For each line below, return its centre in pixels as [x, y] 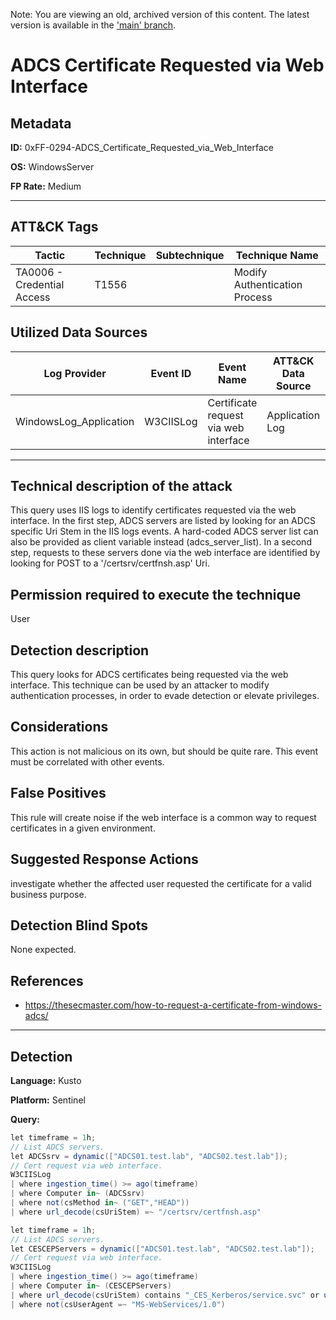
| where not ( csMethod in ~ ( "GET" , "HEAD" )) [100, 1203]
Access [33, 297]
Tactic [50, 255]
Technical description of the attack [121, 486]
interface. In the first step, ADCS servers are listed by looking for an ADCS [163, 521]
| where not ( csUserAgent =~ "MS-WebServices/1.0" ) [118, 1304]
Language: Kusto [46, 1080]
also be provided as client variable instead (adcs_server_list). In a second [161, 542]
